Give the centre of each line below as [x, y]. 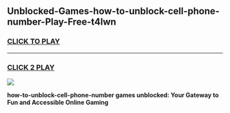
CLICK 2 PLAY [31, 67]
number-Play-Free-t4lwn [62, 22]
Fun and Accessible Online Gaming [58, 102]
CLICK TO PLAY [34, 42]
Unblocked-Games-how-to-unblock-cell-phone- [114, 11]
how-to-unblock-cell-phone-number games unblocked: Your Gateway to [113, 95]
